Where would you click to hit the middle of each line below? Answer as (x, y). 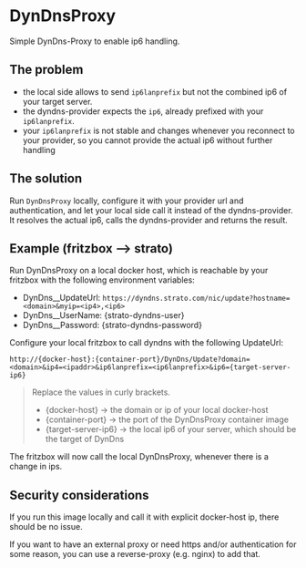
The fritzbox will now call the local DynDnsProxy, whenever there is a (139, 457)
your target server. (57, 101)
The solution (46, 179)
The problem (46, 70)
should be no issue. (46, 527)
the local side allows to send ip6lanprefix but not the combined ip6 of (155, 91)
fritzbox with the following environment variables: (102, 280)
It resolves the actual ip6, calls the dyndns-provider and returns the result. (149, 220)
